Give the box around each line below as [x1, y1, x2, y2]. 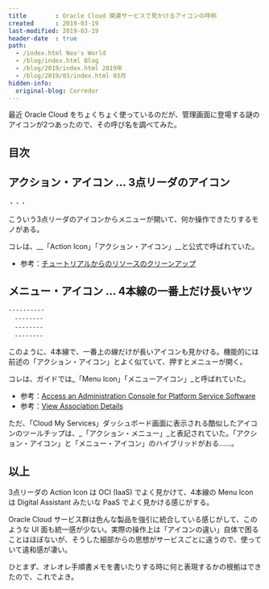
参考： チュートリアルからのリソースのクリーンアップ [19, 259, 197, 268]
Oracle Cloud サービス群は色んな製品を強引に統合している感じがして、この [8, 515, 258, 525]
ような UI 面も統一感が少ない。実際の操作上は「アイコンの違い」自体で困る [8, 525, 259, 534]
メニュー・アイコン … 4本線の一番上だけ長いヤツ [8, 284, 253, 298]
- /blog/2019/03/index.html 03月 [15, 72, 126, 80]
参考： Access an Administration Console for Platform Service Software [19, 392, 256, 401]
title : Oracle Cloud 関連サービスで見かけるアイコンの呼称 [8, 11, 217, 20]
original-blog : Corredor [15, 86, 99, 95]
